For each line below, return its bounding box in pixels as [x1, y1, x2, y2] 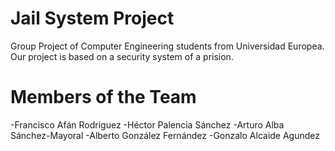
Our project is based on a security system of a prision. [10, 50, 234, 62]
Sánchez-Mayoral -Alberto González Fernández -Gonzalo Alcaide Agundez [10, 129, 321, 141]
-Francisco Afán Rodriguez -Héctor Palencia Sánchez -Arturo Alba [10, 118, 285, 131]
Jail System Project [10, 7, 175, 30]
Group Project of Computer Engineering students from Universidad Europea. [10, 40, 325, 52]
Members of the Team [10, 86, 197, 109]
